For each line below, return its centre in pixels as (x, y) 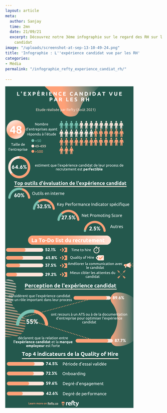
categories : (18, 58)
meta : (11, 16)
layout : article (22, 11)
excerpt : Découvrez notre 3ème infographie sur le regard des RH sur (84, 37)
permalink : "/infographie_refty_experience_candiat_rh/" (66, 69)
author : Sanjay (26, 21)
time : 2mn (20, 27)
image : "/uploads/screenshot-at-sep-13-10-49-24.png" (63, 48)
